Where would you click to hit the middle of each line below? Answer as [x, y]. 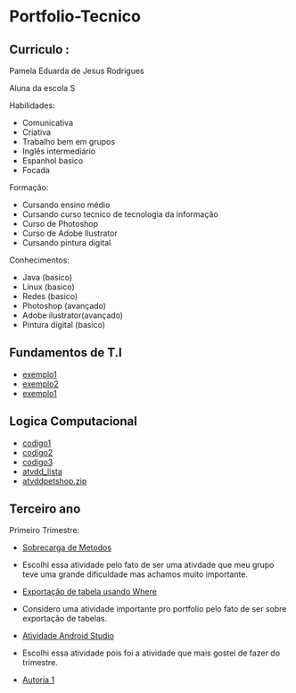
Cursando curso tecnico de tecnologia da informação [120, 214]
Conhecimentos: [39, 260]
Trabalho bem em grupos [69, 142]
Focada [36, 170]
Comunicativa [48, 123]
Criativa [37, 132]
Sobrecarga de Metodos [67, 547]
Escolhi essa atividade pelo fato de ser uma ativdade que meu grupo [148, 565]
